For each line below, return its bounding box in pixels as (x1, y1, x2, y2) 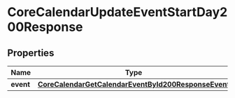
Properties (7, 47, 55, 59)
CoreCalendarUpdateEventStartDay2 (7, 4, 228, 20)
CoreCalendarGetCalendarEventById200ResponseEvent (37, 80, 230, 89)
